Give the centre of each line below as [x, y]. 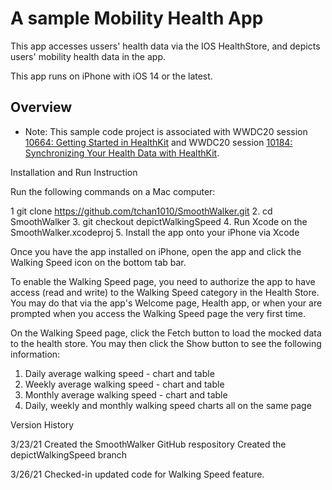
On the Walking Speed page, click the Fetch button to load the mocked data [166, 333]
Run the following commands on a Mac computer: [113, 191]
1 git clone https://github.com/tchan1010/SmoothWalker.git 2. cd [141, 211]
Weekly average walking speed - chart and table [124, 384]
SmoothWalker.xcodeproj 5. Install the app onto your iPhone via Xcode [155, 232]
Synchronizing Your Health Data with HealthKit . [122, 153]
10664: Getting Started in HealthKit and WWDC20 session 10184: [158, 142]
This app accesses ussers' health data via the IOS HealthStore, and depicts [165, 46]
